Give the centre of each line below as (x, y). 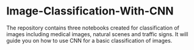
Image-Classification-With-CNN (90, 11)
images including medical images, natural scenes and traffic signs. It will (97, 34)
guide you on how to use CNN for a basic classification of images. (89, 40)
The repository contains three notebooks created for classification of (93, 28)
